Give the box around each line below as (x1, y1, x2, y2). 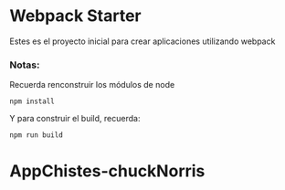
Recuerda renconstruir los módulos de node (9, 79, 175, 90)
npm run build (9, 131, 64, 140)
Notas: (9, 58, 40, 71)
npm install (9, 97, 55, 106)
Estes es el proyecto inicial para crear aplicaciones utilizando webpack (9, 36, 276, 47)
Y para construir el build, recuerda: (9, 113, 141, 124)
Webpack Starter (9, 5, 142, 26)
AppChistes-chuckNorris (9, 161, 206, 182)
